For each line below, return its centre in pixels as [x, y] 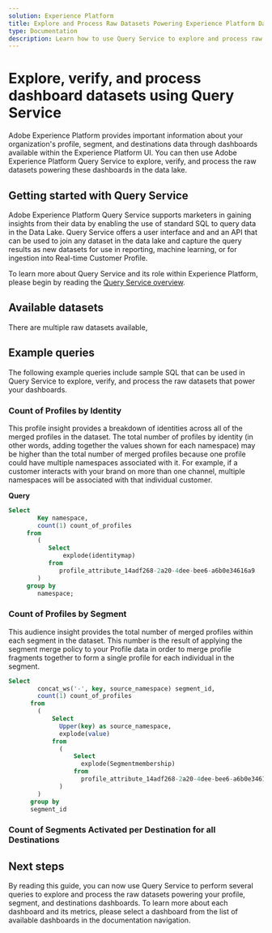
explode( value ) [85, 734]
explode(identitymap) [99, 556]
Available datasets [56, 308]
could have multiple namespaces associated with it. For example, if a [123, 462]
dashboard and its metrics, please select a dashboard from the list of [123, 912]
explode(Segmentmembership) [128, 764]
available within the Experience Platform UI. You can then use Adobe [123, 153]
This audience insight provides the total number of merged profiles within [131, 631]
